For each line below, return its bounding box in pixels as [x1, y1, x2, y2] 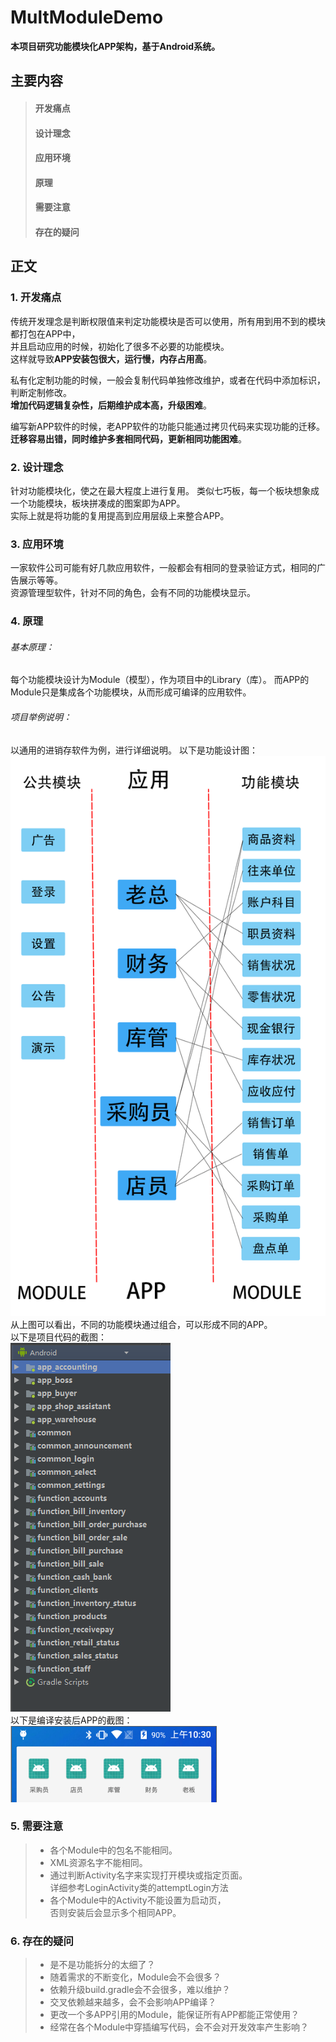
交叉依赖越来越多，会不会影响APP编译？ [49, 1996, 217, 2008]
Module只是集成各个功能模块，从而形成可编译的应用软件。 [10, 686, 252, 698]
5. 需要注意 [10, 1819, 64, 1833]
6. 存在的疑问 [10, 1934, 74, 1948]
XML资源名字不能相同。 [49, 1856, 148, 1868]
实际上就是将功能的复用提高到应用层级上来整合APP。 [10, 509, 230, 521]
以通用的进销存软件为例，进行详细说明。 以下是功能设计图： [10, 744, 258, 756]
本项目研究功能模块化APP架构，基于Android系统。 [10, 40, 221, 52]
